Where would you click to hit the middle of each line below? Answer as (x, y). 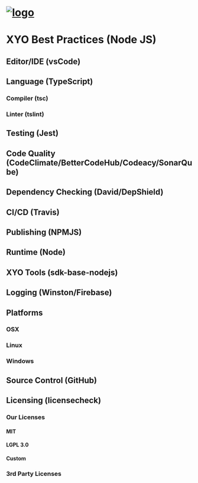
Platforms (25, 312)
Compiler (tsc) (27, 99)
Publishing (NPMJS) (44, 232)
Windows (20, 361)
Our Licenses (26, 417)
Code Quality (31, 153)
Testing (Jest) (33, 133)
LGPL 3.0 (17, 445)
